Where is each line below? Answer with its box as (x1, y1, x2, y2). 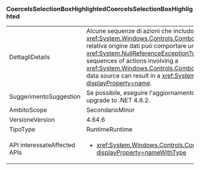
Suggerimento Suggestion (9, 92, 81, 101)
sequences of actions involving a (86, 57, 179, 65)
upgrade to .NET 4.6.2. (86, 96, 151, 104)
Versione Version (9, 116, 55, 124)
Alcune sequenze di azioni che (86, 27, 172, 35)
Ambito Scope (9, 106, 48, 115)
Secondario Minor (86, 106, 135, 115)
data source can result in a (86, 72, 161, 80)
